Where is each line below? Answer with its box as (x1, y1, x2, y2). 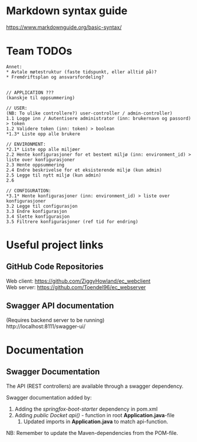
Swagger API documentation (6, 301, 114, 311)
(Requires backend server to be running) (6, 316, 105, 323)
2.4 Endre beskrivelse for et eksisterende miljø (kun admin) (6, 167, 162, 173)
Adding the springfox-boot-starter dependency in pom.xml (14, 405, 158, 412)
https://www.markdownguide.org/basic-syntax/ (6, 24, 122, 31)
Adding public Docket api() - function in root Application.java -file (14, 411, 175, 418)
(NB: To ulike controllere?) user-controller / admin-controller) (6, 110, 173, 116)
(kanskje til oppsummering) (6, 94, 75, 101)
